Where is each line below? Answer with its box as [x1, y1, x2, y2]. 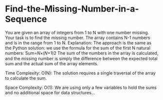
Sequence [5, 14, 47, 25]
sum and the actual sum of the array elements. [5, 60, 99, 66]
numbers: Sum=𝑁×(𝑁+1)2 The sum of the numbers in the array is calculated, [5, 50, 159, 56]
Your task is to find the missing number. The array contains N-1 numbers [5, 35, 150, 41]
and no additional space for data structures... [5, 89, 95, 95]
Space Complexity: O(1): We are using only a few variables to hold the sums [5, 85, 157, 90]
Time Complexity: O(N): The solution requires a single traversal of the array [5, 70, 156, 76]
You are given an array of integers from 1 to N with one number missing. [5, 29, 149, 35]
